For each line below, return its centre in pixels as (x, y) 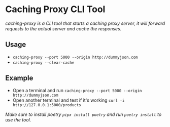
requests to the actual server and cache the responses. (63, 28)
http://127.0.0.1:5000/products (47, 105)
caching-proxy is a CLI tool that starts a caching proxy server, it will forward (85, 23)
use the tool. (18, 119)
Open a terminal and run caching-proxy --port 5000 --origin (77, 90)
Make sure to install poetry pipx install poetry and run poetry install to (83, 114)
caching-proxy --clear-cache (43, 62)
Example (19, 78)
